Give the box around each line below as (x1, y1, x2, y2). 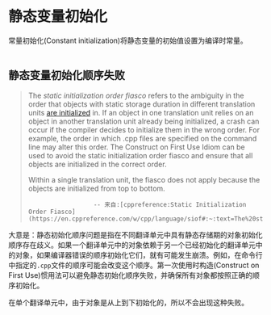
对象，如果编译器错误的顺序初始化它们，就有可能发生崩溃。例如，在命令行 (15, 250, 263, 259)
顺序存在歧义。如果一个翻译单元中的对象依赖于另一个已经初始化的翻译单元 (8, 240, 256, 250)
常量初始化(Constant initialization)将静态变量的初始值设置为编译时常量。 (8, 36, 248, 45)
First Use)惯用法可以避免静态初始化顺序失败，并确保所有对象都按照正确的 (8, 270, 252, 279)
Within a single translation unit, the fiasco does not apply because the (27, 174, 261, 184)
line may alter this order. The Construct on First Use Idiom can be (27, 142, 245, 152)
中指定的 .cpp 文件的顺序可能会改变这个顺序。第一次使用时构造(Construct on (8, 260, 260, 270)
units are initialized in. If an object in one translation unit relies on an (27, 107, 254, 117)
